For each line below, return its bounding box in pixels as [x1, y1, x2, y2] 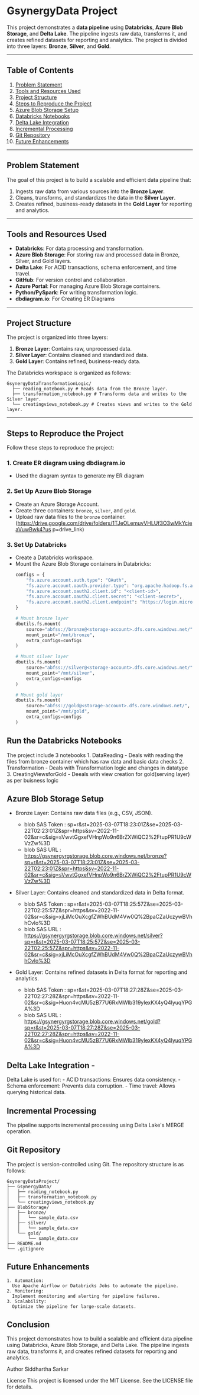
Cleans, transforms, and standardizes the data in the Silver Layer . [15, 194, 176, 201]
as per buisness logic [6, 777, 58, 784]
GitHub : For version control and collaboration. [15, 277, 128, 284]
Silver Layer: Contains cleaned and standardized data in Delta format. [15, 889, 185, 896]
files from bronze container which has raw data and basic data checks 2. [6, 758, 184, 765]
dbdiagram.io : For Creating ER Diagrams [15, 295, 115, 303]
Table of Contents [6, 65, 74, 75]
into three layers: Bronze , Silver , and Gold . [6, 43, 111, 50]
